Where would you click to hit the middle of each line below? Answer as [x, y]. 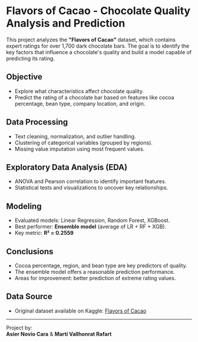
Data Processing [37, 122]
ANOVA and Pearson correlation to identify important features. [90, 181]
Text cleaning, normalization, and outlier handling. [75, 136]
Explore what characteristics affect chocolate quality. [79, 91]
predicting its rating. [30, 58]
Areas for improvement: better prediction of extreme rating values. [95, 278]
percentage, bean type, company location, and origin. [80, 104]
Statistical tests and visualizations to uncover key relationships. [91, 188]
